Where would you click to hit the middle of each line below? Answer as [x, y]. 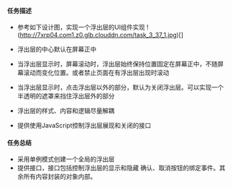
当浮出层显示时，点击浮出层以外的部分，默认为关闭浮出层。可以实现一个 [120, 87]
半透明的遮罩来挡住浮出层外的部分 [66, 96]
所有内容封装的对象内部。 [60, 177]
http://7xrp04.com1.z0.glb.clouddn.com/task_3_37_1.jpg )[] [101, 35]
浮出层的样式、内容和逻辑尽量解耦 [66, 111]
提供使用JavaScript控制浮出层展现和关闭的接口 [84, 125]
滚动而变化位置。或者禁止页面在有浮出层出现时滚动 [96, 73]
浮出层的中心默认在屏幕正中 [57, 49]
